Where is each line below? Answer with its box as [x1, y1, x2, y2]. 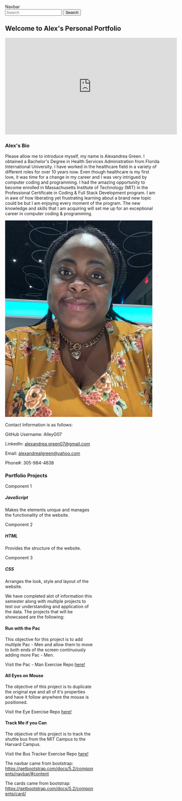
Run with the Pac [5, 625, 40, 631]
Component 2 [5, 522, 33, 527]
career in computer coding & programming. [5, 211, 93, 217]
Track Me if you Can [5, 720, 47, 726]
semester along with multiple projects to [5, 598, 86, 605]
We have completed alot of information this [5, 593, 92, 599]
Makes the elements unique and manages [5, 507, 90, 513]
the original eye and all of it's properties [5, 689, 86, 694]
